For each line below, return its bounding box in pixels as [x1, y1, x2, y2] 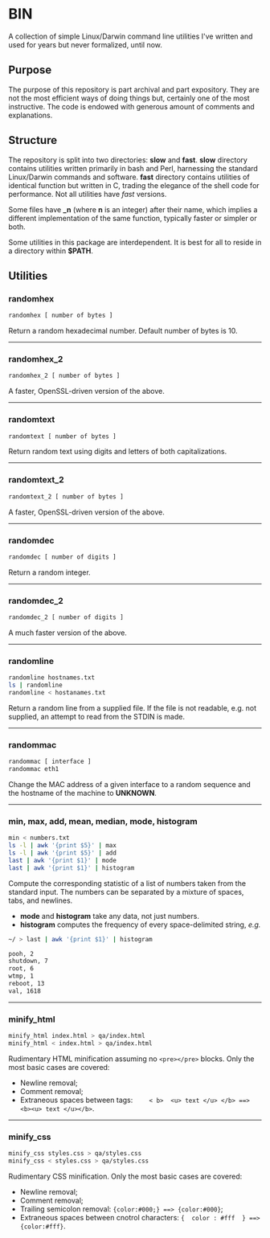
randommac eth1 [8, 765, 59, 773]
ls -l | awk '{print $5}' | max [8, 842, 117, 850]
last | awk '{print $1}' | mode [8, 856, 117, 864]
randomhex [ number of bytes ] [8, 311, 113, 320]
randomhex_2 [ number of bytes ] [8, 371, 121, 380]
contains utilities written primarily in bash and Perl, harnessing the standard [8, 163, 259, 173]
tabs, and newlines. [8, 896, 73, 905]
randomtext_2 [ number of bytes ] [8, 492, 125, 501]
